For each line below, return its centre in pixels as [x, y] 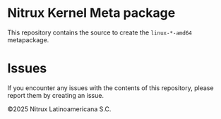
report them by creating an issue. [56, 95]
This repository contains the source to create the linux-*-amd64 [100, 32]
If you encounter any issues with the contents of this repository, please [110, 88]
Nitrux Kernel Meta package [91, 13]
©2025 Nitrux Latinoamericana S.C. [59, 109]
